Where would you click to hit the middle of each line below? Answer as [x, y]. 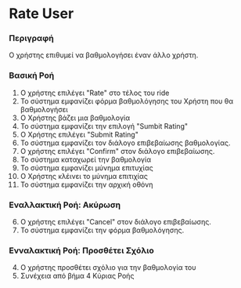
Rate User [41, 14]
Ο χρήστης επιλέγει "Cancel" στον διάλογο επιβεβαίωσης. [116, 222]
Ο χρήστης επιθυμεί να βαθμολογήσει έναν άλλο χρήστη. [104, 55]
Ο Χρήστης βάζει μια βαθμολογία [75, 118]
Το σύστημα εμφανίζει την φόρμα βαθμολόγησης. [102, 230]
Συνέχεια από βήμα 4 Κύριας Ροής [77, 276]
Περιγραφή [31, 38]
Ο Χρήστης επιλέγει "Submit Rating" [79, 134]
